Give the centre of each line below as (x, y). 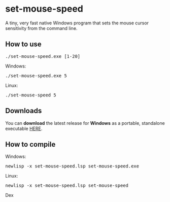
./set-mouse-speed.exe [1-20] (43, 56)
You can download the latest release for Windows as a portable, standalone (85, 123)
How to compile (30, 144)
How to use (23, 44)
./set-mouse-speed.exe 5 (36, 76)
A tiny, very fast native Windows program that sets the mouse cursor (77, 23)
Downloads (24, 111)
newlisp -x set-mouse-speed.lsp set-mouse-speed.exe (72, 166)
